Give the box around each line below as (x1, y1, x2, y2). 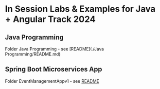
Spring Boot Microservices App (5, 65, 102, 73)
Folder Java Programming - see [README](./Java (5, 46, 104, 52)
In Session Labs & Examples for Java (5, 3, 156, 15)
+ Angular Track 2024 (5, 14, 96, 25)
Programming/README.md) (5, 51, 61, 57)
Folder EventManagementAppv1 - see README (5, 78, 100, 84)
